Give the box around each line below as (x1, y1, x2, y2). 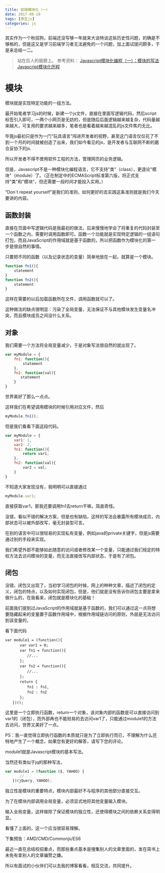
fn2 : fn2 (27, 690, 47, 695)
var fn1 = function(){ (19, 648, 66, 653)
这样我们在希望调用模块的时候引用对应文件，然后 (5, 404, 104, 410)
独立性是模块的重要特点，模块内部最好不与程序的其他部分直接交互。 (5, 788, 143, 793)
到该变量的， (5, 618, 31, 623)
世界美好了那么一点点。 (5, 394, 53, 399)
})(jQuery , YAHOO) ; (12, 778, 53, 784)
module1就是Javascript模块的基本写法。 (5, 749, 86, 755)
